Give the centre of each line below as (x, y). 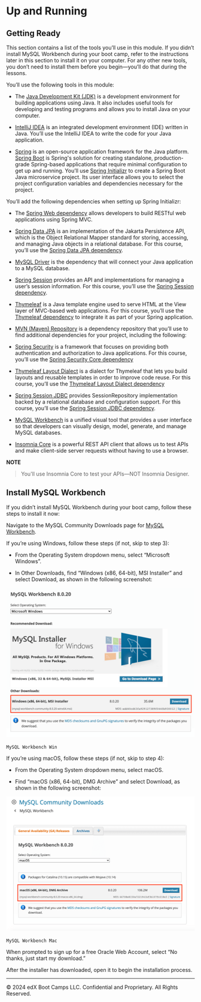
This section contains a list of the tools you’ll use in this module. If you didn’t (100, 47)
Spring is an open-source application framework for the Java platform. (102, 152)
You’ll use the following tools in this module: (60, 85)
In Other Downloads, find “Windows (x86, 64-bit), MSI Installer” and (98, 573)
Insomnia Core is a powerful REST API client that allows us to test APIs (101, 444)
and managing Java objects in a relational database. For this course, (99, 244)
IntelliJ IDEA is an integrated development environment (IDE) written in (101, 127)
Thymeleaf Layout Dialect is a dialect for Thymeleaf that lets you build (101, 371)
